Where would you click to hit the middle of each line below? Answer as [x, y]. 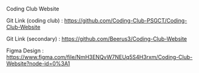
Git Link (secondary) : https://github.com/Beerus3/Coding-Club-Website [97, 39]
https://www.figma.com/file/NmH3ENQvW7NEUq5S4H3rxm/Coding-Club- [99, 57]
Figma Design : [25, 50]
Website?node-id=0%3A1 [38, 64]
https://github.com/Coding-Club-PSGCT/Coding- [126, 20]
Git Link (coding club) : [35, 20]
